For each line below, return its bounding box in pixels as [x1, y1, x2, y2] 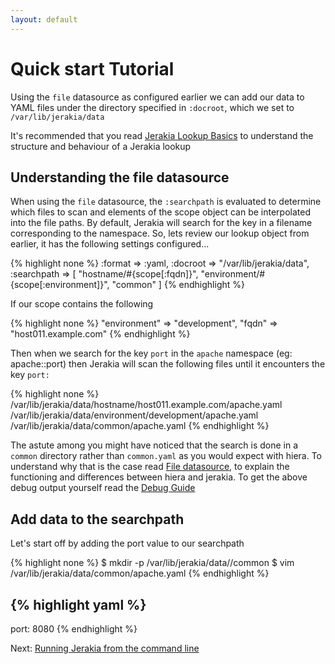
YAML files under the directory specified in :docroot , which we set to [10, 101, 295, 113]
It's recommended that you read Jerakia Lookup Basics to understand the [10, 129, 314, 141]
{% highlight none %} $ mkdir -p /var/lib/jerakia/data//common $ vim [10, 557, 295, 569]
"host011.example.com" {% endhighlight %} [10, 328, 191, 340]
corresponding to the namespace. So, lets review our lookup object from [10, 227, 310, 240]
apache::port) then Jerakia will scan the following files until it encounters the [10, 358, 326, 370]
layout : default [10, 14, 78, 25]
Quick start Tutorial [10, 57, 175, 80]
